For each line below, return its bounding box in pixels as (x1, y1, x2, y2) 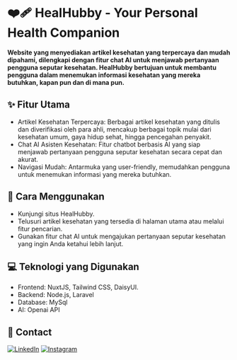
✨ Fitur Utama (7, 99, 71, 111)
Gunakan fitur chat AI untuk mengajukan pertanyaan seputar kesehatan (17, 232, 226, 240)
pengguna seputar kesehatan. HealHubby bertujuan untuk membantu (7, 63, 217, 71)
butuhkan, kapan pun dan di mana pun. (7, 78, 125, 86)
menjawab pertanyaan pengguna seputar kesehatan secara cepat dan (17, 147, 223, 156)
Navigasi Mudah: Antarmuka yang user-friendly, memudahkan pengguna (17, 163, 231, 171)
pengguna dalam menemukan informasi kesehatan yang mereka (7, 71, 201, 79)
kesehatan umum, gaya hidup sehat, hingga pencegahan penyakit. (17, 132, 212, 141)
